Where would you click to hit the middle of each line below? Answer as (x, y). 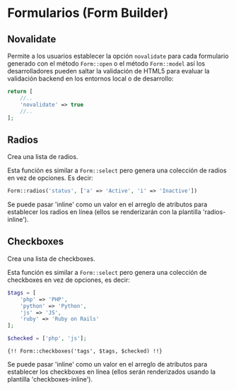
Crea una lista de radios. (43, 157)
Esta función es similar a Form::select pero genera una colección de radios (117, 170)
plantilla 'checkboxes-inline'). (50, 379)
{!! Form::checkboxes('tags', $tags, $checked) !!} (85, 351)
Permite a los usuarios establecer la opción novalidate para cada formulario (118, 56)
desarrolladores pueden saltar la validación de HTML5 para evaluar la (108, 71)
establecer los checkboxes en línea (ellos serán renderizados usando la (112, 372)
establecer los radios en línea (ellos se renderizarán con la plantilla (104, 212)
